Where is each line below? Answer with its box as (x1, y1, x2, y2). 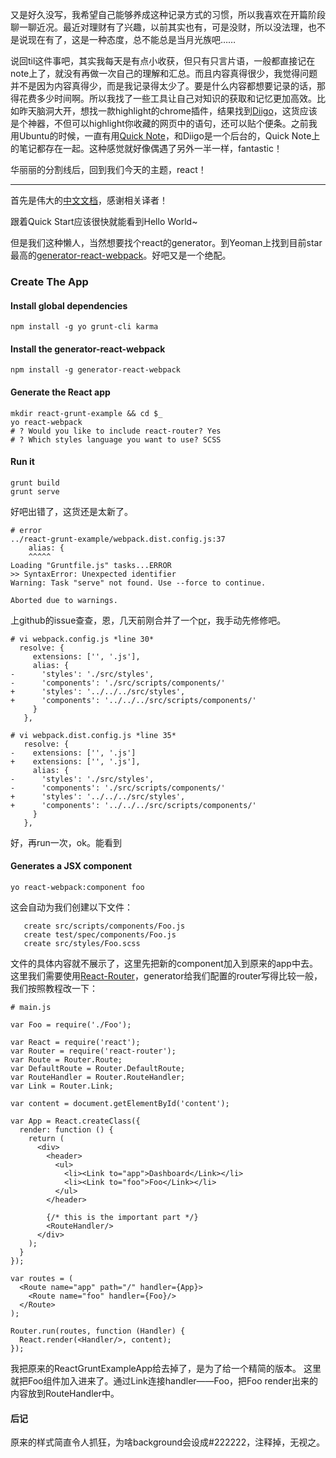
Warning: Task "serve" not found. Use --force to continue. (10, 578, 267, 588)
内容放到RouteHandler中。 (10, 1387, 120, 1399)
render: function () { (19, 1124, 114, 1135)
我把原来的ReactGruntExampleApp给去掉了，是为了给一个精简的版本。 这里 (10, 1362, 322, 1374)
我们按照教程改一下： (10, 982, 98, 994)
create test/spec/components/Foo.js (23, 929, 177, 940)
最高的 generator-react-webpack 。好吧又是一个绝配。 (10, 249, 232, 261)
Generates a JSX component (10, 860, 133, 872)
